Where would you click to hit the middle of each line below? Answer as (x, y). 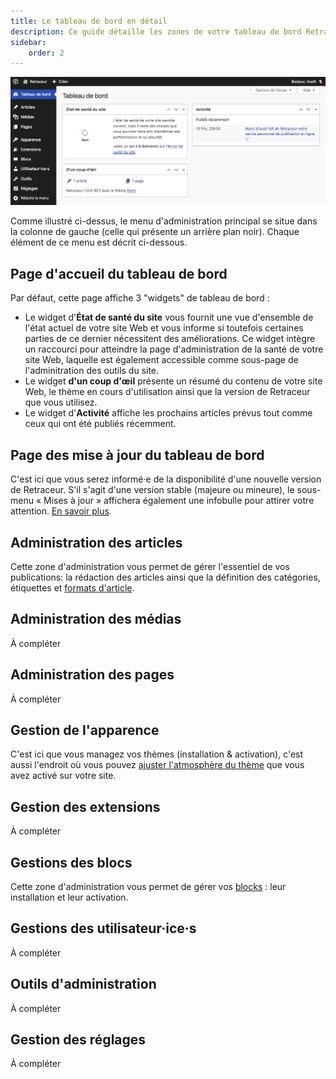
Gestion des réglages (78, 1039)
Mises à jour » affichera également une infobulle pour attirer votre (179, 501)
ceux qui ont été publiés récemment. (100, 424)
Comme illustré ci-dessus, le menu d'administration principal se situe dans (164, 221)
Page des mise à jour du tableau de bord (137, 455)
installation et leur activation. (69, 897)
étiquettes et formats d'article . (72, 587)
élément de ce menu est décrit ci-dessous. (99, 242)
